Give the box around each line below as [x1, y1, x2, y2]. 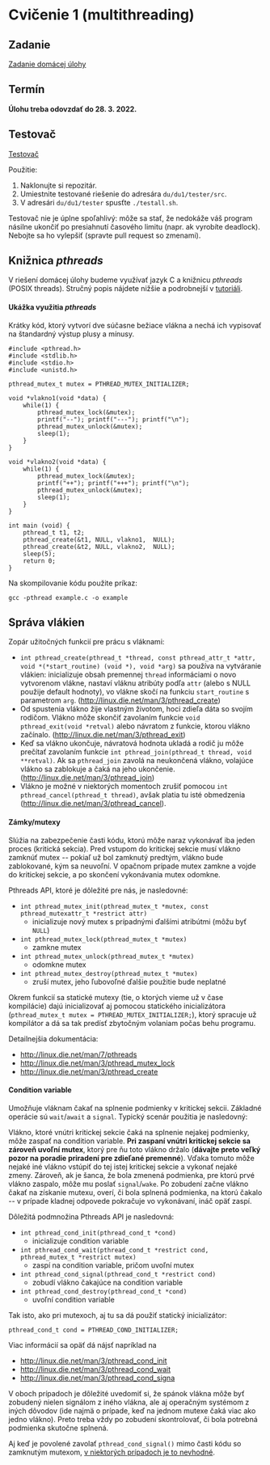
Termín [8, 82, 45, 96]
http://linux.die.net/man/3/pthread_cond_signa [19, 1373, 175, 1383]
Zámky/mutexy [8, 817, 61, 827]
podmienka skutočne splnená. [8, 1423, 109, 1433]
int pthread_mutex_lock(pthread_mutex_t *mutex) [19, 935, 188, 944]
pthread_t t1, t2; [23, 528, 85, 537]
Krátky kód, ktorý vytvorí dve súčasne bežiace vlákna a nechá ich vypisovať [8, 320, 262, 330]
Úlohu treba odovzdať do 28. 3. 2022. [8, 103, 137, 114]
